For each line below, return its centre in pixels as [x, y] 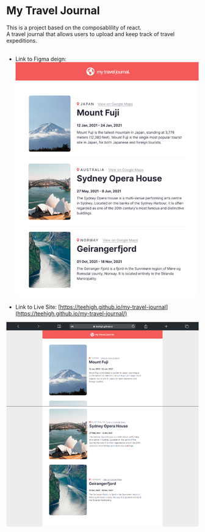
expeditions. [22, 40]
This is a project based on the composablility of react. [74, 28]
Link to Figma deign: [41, 59]
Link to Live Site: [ [38, 307]
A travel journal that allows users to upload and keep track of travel [91, 34]
